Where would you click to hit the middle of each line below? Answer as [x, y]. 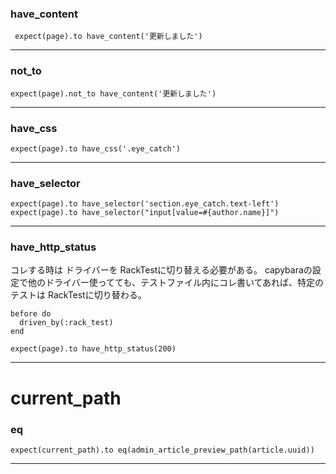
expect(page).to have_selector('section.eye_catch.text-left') [145, 204]
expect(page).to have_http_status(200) [93, 349]
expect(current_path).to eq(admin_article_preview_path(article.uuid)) [162, 450]
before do [31, 314]
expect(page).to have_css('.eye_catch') [96, 148]
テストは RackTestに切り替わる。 [78, 295]
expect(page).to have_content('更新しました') [108, 37]
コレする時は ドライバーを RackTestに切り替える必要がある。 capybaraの [161, 270]
